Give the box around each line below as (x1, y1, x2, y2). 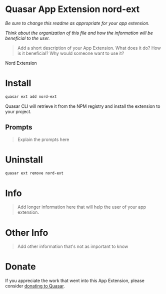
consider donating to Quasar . (5, 283, 65, 289)
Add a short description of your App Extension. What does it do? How (17, 45, 161, 51)
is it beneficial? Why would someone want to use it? (17, 50, 124, 56)
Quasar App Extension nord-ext (5, 4, 140, 15)
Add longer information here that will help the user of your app (17, 204, 146, 210)
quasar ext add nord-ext (5, 94, 57, 99)
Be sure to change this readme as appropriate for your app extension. (5, 20, 150, 26)
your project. (5, 108, 31, 114)
